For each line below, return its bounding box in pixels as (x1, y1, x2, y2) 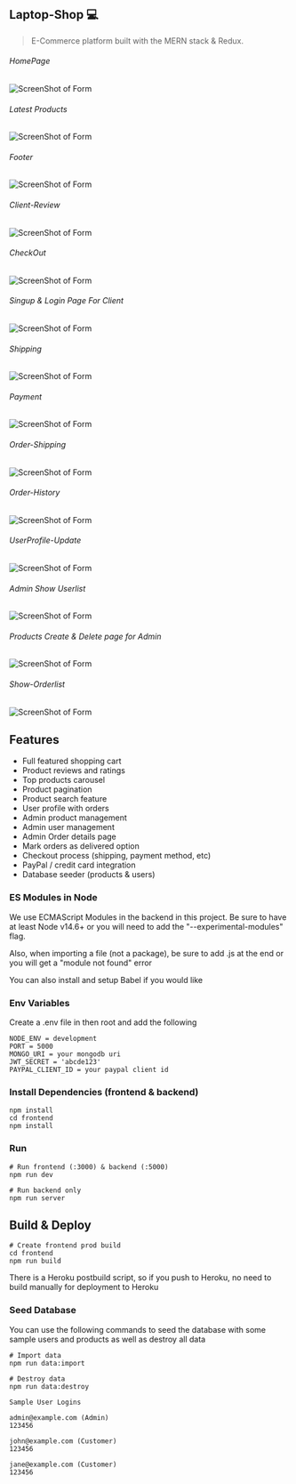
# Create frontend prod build (9, 1241, 122, 1250)
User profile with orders (21, 803, 109, 814)
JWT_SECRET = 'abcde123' (9, 1058, 101, 1067)
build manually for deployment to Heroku (9, 1282, 159, 1293)
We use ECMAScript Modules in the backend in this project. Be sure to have (9, 911, 287, 923)
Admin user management (21, 822, 116, 833)
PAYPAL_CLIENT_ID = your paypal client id (9, 1066, 169, 1075)
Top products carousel (21, 775, 105, 786)
